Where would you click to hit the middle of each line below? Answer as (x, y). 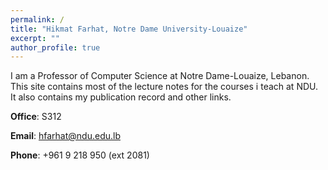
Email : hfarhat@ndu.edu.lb (65, 136)
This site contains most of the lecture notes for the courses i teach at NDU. (164, 87)
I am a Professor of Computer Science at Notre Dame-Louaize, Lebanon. (160, 76)
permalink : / (37, 19)
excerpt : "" (35, 38)
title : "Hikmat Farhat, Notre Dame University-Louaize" (129, 29)
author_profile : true (55, 47)
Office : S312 (36, 117)
